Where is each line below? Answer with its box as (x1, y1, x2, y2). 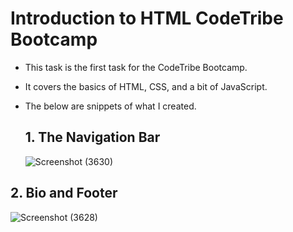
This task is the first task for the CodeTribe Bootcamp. (24, 61, 248, 73)
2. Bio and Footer (10, 185, 118, 202)
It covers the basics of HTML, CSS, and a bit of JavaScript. (24, 80, 268, 92)
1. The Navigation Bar (24, 129, 161, 146)
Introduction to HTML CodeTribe (10, 7, 284, 30)
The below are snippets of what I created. (24, 100, 197, 112)
